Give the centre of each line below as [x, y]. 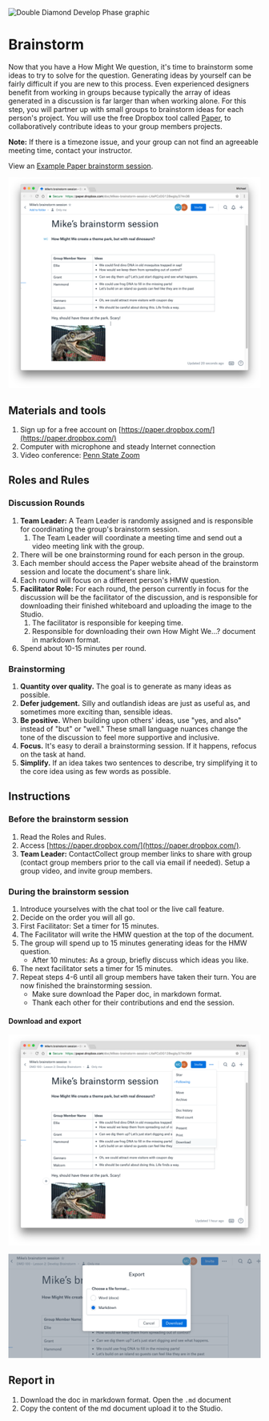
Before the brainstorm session [68, 819]
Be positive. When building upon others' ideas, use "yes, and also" [130, 721]
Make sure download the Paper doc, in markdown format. [127, 994]
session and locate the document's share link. [96, 572]
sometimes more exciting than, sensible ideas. [96, 712]
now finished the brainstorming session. [86, 985]
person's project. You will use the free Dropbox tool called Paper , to [120, 118]
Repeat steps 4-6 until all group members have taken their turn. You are [138, 977]
